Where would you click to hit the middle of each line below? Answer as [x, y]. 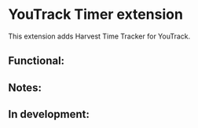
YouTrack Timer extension [95, 15]
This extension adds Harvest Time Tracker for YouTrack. [99, 36]
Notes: [25, 88]
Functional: [37, 61]
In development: [49, 114]
